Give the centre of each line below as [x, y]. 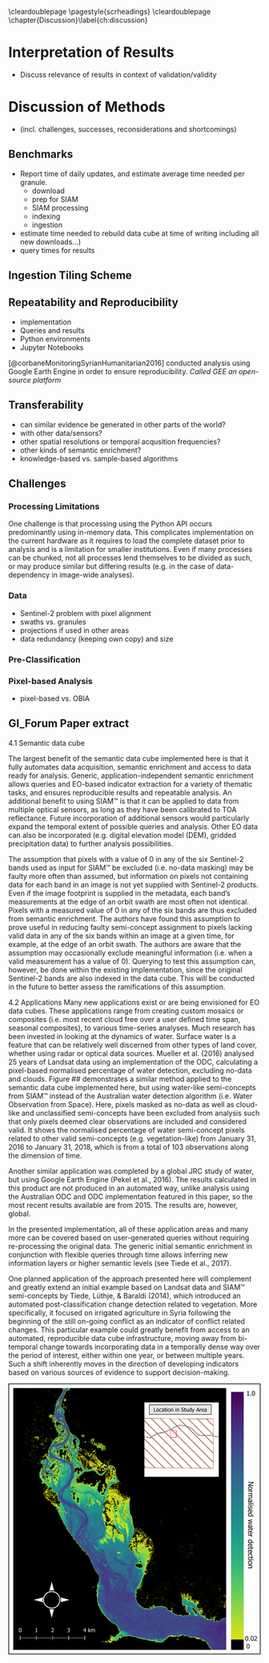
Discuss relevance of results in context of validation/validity [118, 74]
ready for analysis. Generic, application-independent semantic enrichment [131, 775]
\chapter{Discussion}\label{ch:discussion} [78, 20]
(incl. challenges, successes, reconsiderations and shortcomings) [128, 129]
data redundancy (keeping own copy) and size [96, 638]
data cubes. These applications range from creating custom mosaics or [126, 1011]
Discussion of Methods [87, 107]
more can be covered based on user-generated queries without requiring [129, 1238]
